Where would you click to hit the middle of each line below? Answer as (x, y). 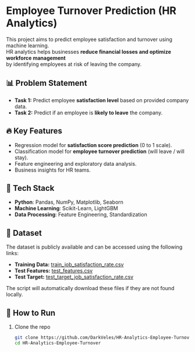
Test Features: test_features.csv (54, 271)
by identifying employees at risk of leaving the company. (74, 64)
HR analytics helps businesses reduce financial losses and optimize (89, 51)
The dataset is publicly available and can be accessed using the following (94, 247)
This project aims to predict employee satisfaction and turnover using (89, 39)
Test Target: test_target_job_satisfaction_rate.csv (74, 277)
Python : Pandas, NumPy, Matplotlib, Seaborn (69, 202)
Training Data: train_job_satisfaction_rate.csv (69, 264)
